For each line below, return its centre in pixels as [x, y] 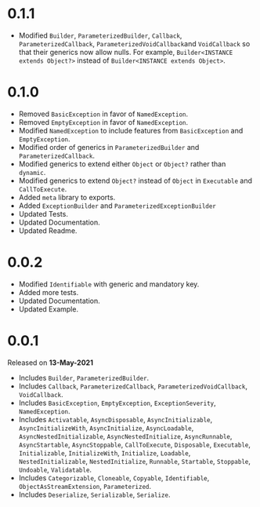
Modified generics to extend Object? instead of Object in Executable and [135, 181]
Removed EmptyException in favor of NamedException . [103, 122]
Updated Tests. [43, 213]
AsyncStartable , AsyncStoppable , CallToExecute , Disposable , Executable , [135, 444]
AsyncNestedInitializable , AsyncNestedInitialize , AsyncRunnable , [125, 436]
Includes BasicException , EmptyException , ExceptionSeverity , [117, 403]
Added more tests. [49, 292]
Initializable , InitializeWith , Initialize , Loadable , [105, 453]
